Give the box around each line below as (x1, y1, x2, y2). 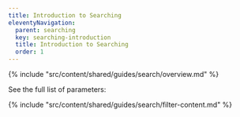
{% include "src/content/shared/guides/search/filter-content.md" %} (8, 100, 233, 109)
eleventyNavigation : (8, 19, 77, 27)
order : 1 (15, 48, 44, 56)
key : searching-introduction (15, 33, 111, 42)
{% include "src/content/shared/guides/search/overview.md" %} (8, 70, 219, 79)
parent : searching (15, 26, 77, 34)
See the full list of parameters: (8, 85, 107, 94)
